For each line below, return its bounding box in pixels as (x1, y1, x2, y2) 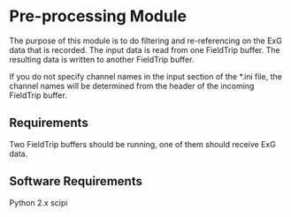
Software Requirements (9, 174, 143, 189)
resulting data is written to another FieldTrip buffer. (9, 54, 195, 64)
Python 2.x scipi (9, 197, 68, 208)
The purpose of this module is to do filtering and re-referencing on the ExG (9, 35, 283, 46)
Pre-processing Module (9, 6, 188, 26)
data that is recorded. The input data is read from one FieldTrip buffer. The (9, 44, 280, 55)
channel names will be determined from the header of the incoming (9, 80, 255, 91)
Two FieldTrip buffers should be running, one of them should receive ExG (9, 138, 276, 149)
